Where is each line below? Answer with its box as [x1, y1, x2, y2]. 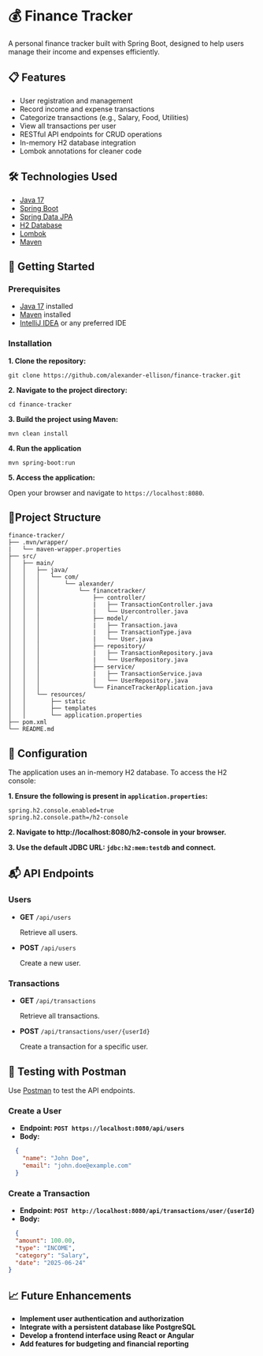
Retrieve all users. [19, 927, 78, 937]
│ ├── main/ [8, 559, 55, 567]
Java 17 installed [19, 302, 73, 311]
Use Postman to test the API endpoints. [8, 1085, 135, 1095]
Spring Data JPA [19, 212, 73, 221]
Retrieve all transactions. [19, 1011, 100, 1021]
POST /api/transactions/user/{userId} [19, 1026, 150, 1036]
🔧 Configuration [8, 747, 88, 760]
